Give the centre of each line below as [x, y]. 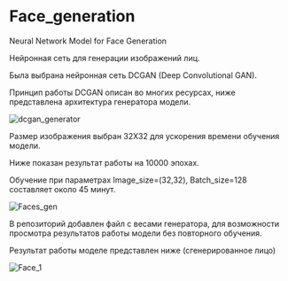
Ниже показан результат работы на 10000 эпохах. [104, 162]
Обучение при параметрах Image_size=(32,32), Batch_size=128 [128, 180]
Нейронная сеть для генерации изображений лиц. [105, 58]
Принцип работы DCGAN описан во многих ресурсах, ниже [123, 92]
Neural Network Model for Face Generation [88, 41]
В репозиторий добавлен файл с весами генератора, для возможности [144, 223]
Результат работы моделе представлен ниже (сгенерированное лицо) [143, 250]
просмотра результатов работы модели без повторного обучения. [136, 233]
